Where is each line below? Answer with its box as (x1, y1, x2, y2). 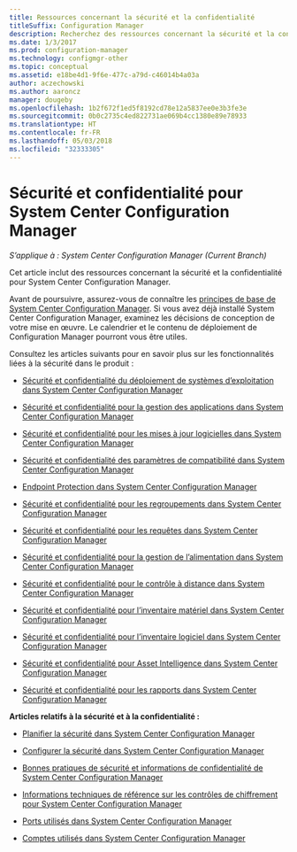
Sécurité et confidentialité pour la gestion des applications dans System (21, 401, 284, 412)
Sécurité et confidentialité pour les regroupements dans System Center (21, 498, 282, 509)
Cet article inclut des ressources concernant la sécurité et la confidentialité (9, 267, 283, 277)
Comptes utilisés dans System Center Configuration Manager (21, 833, 246, 843)
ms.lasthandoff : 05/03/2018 (9, 136, 113, 145)
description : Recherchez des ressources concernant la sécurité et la (9, 29, 275, 38)
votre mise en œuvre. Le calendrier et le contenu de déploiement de (9, 321, 258, 332)
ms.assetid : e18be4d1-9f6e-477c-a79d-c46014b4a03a (9, 71, 200, 80)
